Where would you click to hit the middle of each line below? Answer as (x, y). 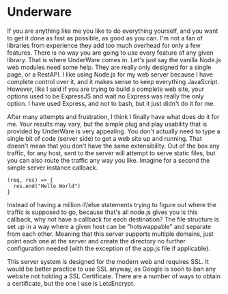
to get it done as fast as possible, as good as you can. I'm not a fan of (105, 38)
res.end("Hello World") (47, 186)
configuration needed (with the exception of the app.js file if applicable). (109, 248)
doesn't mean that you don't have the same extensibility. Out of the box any (113, 146)
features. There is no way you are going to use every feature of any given (110, 53)
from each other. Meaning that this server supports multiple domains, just (110, 234)
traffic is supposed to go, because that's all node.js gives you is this (102, 212)
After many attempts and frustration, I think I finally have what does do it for (113, 116)
